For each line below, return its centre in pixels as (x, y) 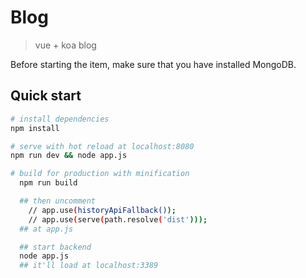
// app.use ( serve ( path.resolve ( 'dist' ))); (118, 219)
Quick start (46, 96)
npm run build (48, 183)
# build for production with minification (100, 174)
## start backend (55, 247)
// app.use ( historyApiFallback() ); (102, 210)
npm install (35, 128)
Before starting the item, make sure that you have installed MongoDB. (153, 64)
